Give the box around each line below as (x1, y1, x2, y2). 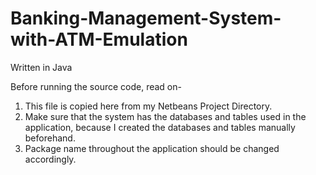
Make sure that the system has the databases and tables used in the (24, 110, 307, 122)
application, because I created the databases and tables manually (24, 121, 296, 133)
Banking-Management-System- (10, 7, 282, 30)
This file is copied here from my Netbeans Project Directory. (24, 100, 273, 112)
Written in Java (10, 61, 73, 73)
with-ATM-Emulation (10, 28, 188, 51)
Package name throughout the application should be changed (24, 142, 280, 154)
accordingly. (24, 153, 77, 165)
